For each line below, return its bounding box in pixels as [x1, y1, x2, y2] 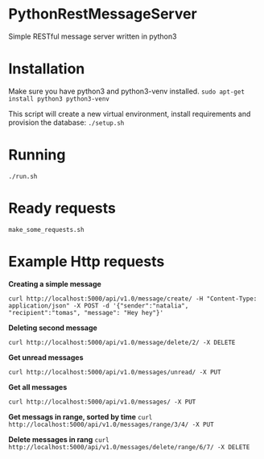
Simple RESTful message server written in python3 [8, 31, 177, 41]
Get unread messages [8, 352, 84, 362]
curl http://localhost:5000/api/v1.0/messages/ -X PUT [8, 398, 196, 406]
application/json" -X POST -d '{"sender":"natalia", [8, 301, 189, 310]
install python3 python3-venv [8, 94, 110, 103]
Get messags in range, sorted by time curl [8, 411, 153, 421]
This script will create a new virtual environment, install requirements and [8, 109, 251, 118]
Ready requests [8, 199, 117, 217]
